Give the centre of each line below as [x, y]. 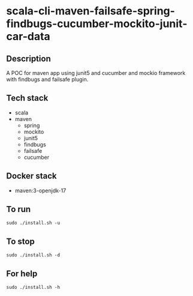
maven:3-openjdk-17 [40, 191]
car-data [28, 37]
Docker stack [31, 176]
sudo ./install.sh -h [33, 288]
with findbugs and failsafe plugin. [47, 79]
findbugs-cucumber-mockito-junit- [97, 24]
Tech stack [27, 98]
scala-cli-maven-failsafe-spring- [91, 11]
